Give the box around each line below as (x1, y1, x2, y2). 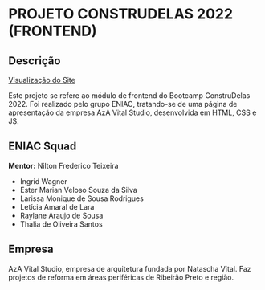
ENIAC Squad (8, 140, 77, 153)
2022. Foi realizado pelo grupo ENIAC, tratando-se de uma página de (8, 100, 238, 108)
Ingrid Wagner (19, 176, 67, 186)
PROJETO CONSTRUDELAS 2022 (8, 5, 234, 23)
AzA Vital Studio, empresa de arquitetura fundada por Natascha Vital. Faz (8, 263, 251, 273)
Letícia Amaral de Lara (19, 202, 95, 211)
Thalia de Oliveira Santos (19, 219, 103, 229)
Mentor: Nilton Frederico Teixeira (8, 161, 119, 170)
